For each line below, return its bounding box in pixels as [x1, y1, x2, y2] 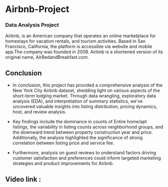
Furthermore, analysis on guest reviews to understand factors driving [12, 150, 156, 156]
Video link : [5, 175, 41, 183]
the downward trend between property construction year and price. [12, 129, 153, 135]
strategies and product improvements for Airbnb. [12, 160, 114, 166]
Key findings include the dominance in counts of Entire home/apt [12, 119, 147, 125]
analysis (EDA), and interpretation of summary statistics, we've [12, 98, 143, 104]
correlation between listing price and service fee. [12, 140, 115, 146]
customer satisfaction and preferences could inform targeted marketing [12, 155, 161, 161]
